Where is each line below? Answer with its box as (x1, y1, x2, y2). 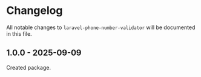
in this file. (6, 30, 32, 37)
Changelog (6, 4, 63, 18)
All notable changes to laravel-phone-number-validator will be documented (6, 24, 196, 31)
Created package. (6, 64, 51, 71)
